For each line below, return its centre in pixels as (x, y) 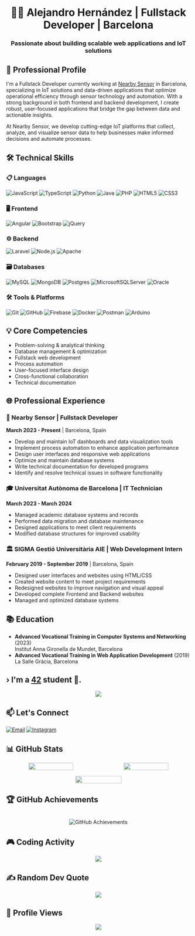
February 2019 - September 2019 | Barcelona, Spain (70, 564)
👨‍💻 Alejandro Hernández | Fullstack (98, 13)
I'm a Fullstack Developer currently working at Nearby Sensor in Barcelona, (97, 84)
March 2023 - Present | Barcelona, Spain (56, 430)
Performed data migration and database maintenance (79, 521)
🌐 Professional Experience (56, 401)
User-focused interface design (52, 370)
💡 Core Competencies (47, 331)
